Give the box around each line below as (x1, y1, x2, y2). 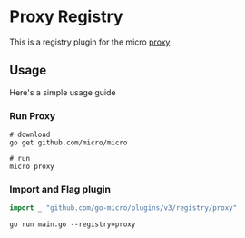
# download (9, 130, 51, 140)
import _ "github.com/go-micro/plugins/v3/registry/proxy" (9, 203, 238, 213)
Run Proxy (9, 109, 56, 122)
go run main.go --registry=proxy (9, 220, 136, 229)
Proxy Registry (9, 6, 123, 27)
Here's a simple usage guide (9, 86, 116, 97)
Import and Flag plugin (9, 183, 112, 195)
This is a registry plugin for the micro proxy (9, 36, 171, 47)
